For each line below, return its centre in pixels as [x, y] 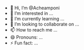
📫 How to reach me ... [34, 30]
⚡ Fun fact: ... [24, 43]
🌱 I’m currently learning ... [37, 19]
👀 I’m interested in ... [32, 13]
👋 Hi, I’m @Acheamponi [35, 8]
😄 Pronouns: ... [26, 37]
